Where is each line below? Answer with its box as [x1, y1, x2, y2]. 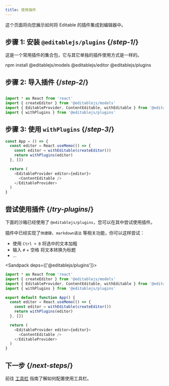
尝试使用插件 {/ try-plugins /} [5, 205, 94, 213]
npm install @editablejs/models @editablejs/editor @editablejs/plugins [5, 62, 151, 68]
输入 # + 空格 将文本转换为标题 [12, 247, 76, 252]
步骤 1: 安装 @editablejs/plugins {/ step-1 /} [5, 38, 139, 47]
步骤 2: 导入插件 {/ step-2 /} [5, 78, 89, 86]
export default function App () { [5, 295, 75, 300]
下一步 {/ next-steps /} [5, 361, 73, 369]
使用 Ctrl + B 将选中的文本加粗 [12, 240, 77, 246]
